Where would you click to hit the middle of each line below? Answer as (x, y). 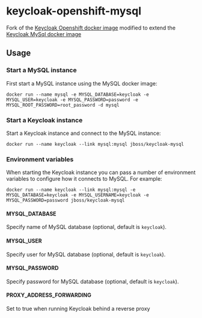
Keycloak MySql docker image (44, 34)
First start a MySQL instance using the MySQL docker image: (82, 83)
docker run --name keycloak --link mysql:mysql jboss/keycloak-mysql (95, 144)
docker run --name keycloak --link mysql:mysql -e (71, 190)
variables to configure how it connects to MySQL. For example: (84, 179)
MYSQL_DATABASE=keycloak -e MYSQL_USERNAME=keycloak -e (78, 195)
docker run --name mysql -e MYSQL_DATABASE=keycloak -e (78, 95)
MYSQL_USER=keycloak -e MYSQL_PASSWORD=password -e (72, 100)
